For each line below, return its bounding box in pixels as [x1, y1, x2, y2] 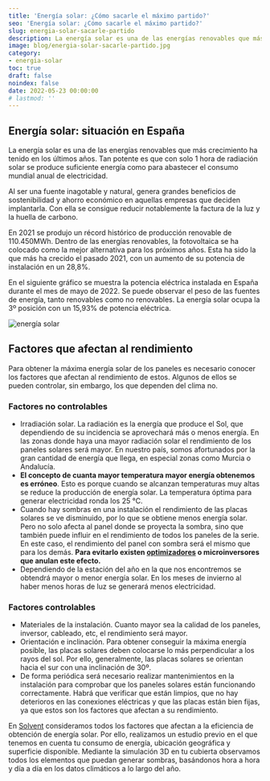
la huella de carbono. [8, 213, 79, 222]
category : [8, 49, 42, 57]
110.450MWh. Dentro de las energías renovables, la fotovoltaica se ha [8, 237, 239, 246]
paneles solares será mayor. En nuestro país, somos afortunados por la [19, 444, 256, 455]
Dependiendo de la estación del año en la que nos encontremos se [19, 564, 242, 574]
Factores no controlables [8, 400, 108, 411]
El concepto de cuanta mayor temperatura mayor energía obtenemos [19, 470, 256, 480]
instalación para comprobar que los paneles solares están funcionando [19, 680, 256, 689]
